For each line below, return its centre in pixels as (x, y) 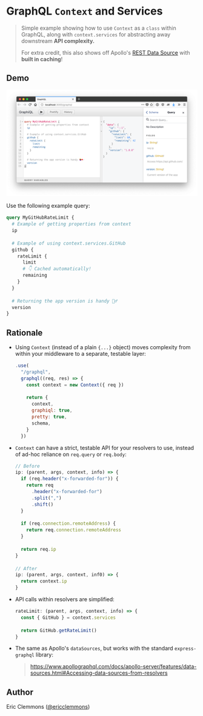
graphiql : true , (52, 411)
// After (26, 568)
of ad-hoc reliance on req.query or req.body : (71, 454)
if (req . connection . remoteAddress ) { (68, 523)
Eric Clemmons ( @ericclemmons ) (48, 707)
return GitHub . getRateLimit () (59, 630)
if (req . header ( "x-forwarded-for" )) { (70, 479)
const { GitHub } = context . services (68, 618)
